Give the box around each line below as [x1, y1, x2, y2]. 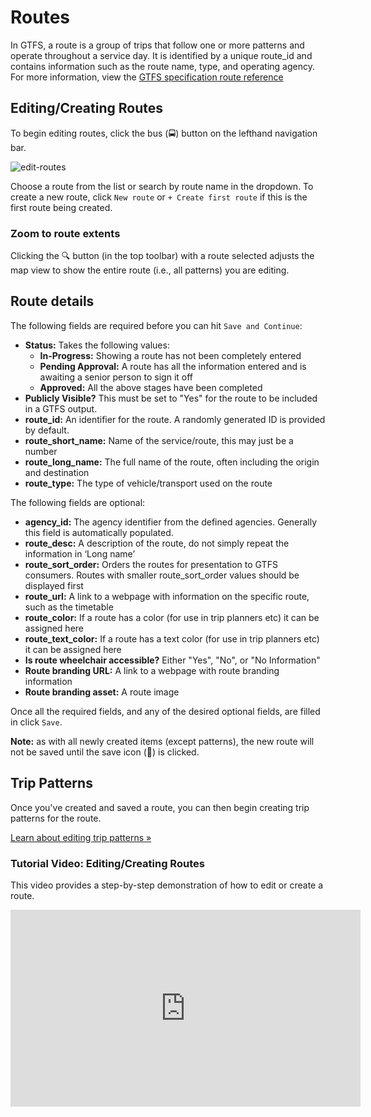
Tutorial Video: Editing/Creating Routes [10, 856, 205, 870]
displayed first [24, 579, 84, 591]
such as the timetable [24, 601, 114, 613]
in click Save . [10, 716, 63, 728]
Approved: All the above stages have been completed [39, 381, 263, 393]
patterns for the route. [10, 812, 102, 824]
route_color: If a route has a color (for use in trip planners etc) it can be [24, 611, 320, 623]
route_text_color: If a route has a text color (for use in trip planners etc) [24, 632, 320, 645]
